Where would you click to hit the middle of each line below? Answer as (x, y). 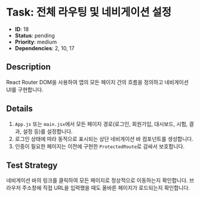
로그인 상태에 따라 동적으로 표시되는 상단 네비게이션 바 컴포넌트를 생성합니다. (104, 138)
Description (28, 67)
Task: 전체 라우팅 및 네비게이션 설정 (89, 12)
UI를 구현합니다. (25, 90)
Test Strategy (32, 165)
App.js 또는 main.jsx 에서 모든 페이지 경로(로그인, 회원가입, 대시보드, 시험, (101, 124)
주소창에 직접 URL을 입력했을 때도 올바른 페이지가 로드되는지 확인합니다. (106, 188)
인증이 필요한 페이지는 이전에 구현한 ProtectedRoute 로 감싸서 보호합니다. (100, 146)
